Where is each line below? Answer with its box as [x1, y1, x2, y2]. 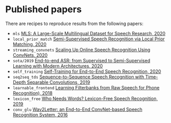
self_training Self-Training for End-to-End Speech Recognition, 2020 [12, 68, 161, 75]
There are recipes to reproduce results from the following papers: [5, 20, 143, 27]
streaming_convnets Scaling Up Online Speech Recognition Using [12, 46, 151, 53]
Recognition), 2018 [12, 90, 53, 96]
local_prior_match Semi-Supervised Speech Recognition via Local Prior [12, 36, 165, 42]
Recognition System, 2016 [12, 111, 68, 118]
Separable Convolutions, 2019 [27, 79, 91, 85]
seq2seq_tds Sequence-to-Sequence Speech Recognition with [12, 73, 144, 80]
